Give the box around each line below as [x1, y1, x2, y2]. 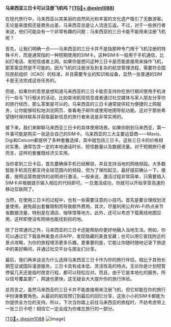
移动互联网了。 [5, 186, 37, 192]
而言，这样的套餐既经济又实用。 [5, 150, 72, 156]
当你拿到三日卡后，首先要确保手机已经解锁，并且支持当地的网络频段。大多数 [5, 161, 166, 167]
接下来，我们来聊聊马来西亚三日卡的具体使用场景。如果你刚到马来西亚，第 [5, 125, 161, 130]
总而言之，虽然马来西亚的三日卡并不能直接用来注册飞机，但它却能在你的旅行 [5, 287, 166, 292]
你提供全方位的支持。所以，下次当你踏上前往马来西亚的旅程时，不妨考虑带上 [5, 300, 166, 305]
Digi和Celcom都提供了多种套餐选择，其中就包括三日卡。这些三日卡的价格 [5, 137, 159, 143]
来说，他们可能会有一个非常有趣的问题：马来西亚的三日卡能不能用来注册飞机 [5, 28, 166, 35]
